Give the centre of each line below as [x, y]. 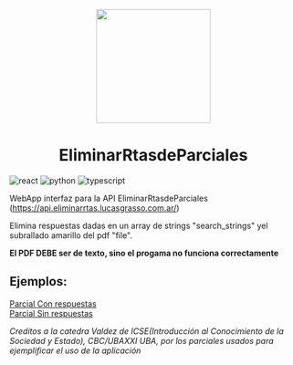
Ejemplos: [38, 282]
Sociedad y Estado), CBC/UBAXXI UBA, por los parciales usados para [141, 340]
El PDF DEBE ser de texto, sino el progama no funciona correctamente [144, 253]
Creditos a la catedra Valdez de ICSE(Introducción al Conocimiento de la [147, 331]
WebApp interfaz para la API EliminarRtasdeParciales [109, 198]
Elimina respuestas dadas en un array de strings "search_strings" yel [139, 225]
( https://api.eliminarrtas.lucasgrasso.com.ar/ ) [94, 208]
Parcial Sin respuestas [51, 313]
